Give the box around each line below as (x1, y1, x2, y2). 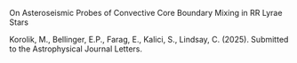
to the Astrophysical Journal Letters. (9, 43, 142, 54)
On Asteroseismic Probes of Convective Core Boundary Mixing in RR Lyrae (9, 8, 283, 18)
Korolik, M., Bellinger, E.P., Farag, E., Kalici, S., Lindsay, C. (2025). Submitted (9, 35, 289, 44)
